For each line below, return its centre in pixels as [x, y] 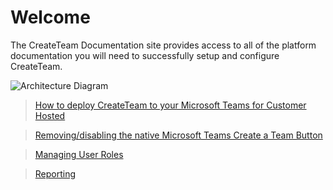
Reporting [55, 173]
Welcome [50, 17]
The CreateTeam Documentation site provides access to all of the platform [163, 45]
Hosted [50, 115]
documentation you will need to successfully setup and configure [145, 55]
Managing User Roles [79, 154]
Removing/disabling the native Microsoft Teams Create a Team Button [178, 135]
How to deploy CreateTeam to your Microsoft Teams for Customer [170, 105]
